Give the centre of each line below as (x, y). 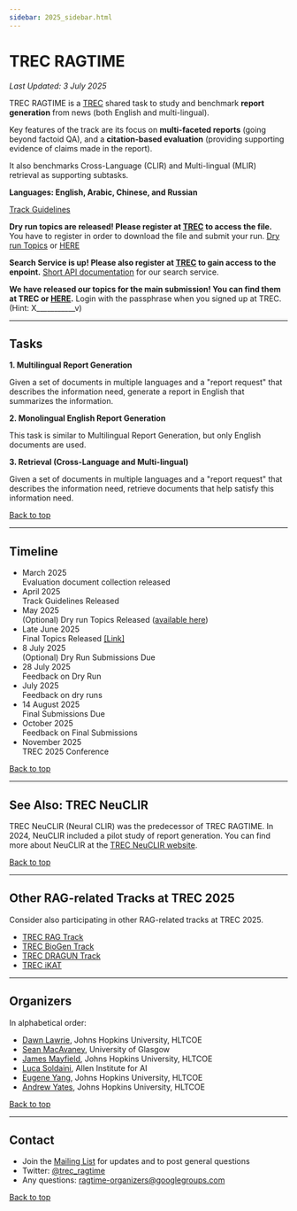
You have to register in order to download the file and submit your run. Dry (145, 236)
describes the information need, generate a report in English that (127, 392)
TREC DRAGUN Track (61, 955)
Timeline (34, 551)
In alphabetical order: (48, 1022)
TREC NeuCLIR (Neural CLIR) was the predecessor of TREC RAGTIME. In (141, 826)
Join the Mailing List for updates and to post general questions (136, 1161)
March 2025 (44, 573)
